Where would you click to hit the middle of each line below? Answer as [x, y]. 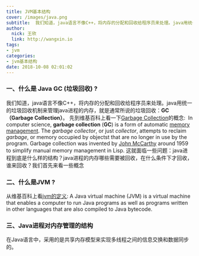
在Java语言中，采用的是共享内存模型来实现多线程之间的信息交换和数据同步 [98, 240]
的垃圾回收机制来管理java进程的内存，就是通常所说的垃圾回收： [84, 110]
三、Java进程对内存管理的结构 [50, 225]
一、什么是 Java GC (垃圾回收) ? [52, 89]
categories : [21, 56]
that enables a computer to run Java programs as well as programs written [97, 203]
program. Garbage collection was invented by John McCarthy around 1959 [97, 143]
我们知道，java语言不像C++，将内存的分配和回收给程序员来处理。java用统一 [99, 103]
